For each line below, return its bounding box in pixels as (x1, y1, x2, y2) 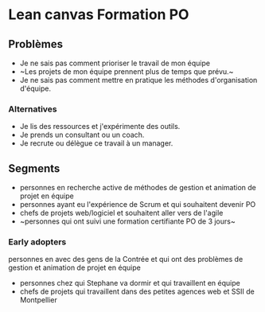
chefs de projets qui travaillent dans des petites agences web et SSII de (19, 287, 255, 296)
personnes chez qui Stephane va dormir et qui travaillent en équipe (19, 279, 240, 288)
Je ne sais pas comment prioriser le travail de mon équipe (19, 58, 211, 68)
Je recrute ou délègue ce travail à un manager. (19, 138, 173, 148)
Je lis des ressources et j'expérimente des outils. (19, 122, 181, 131)
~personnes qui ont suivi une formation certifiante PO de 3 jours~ (19, 216, 236, 226)
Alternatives (8, 103, 57, 115)
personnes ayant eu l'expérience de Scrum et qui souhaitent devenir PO (19, 200, 256, 209)
